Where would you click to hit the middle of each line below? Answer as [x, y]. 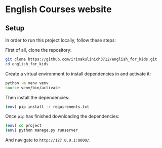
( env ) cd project [24, 126]
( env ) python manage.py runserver [42, 130]
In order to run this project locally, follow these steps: [61, 40]
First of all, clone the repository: [38, 50]
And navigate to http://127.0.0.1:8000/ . [48, 140]
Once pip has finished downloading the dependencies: [63, 116]
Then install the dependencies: [37, 97]
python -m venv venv [27, 83]
